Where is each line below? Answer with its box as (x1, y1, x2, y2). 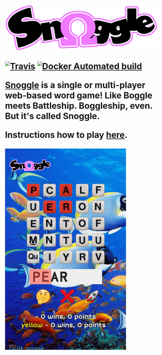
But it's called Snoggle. (5, 111, 100, 122)
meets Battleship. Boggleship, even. (5, 101, 153, 111)
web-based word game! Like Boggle (5, 90, 153, 101)
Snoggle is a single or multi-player (5, 80, 146, 91)
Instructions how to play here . (5, 130, 128, 140)
